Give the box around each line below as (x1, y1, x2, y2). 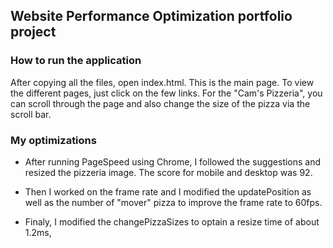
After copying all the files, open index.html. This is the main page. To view (10, 76, 315, 88)
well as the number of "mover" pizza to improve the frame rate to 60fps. (24, 196, 323, 208)
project (10, 24, 57, 41)
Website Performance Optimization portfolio (10, 8, 293, 25)
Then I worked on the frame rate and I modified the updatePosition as (24, 185, 312, 198)
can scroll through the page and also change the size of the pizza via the (10, 97, 311, 109)
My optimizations (10, 133, 97, 147)
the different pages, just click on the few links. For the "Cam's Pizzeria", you (10, 87, 323, 99)
